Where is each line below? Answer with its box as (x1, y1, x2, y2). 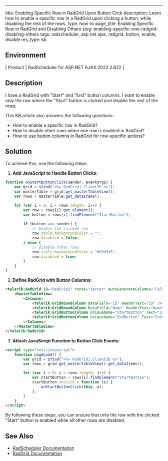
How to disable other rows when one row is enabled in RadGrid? (12, 127, 145, 133)
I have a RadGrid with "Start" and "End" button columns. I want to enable (5, 92, 155, 98)
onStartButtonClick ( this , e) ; (40, 384, 104, 389)
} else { (23, 240, 41, 245)
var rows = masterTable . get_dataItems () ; (14, 194, 101, 199)
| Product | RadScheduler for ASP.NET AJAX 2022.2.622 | (5, 64, 124, 70)
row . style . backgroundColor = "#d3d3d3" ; (31, 249, 117, 254)
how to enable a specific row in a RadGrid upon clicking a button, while (5, 16, 151, 21)
